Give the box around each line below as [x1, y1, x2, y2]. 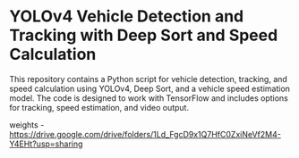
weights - [9, 119, 45, 130]
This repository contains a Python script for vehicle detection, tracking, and [9, 73, 288, 84]
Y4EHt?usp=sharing [9, 138, 83, 149]
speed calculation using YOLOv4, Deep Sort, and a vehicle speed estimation [9, 83, 291, 94]
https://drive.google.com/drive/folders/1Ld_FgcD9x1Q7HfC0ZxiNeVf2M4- [9, 129, 282, 139]
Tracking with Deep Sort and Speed [9, 25, 278, 46]
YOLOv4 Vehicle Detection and [9, 6, 244, 27]
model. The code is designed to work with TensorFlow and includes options [9, 92, 288, 104]
